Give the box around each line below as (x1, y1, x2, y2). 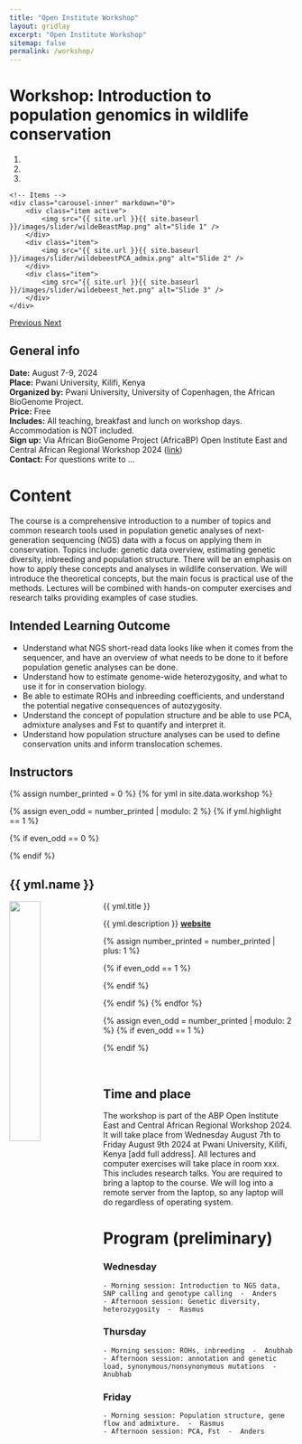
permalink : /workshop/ (9, 47, 95, 56)
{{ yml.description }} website (103, 918, 212, 929)
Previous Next (9, 317, 62, 328)
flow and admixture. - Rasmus (103, 1420, 225, 1429)
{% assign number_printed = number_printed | (103, 936, 276, 947)
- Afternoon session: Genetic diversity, (103, 1297, 261, 1306)
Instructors (9, 764, 74, 780)
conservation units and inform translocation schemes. (22, 738, 224, 749)
